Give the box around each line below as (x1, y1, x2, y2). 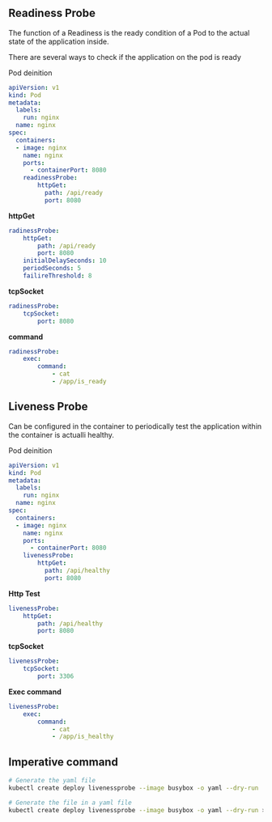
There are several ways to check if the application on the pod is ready (8, 52, 241, 61)
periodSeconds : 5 (23, 265, 82, 273)
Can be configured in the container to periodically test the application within (8, 421, 262, 431)
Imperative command (8, 755, 119, 769)
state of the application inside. (8, 36, 109, 46)
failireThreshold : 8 (23, 272, 92, 280)
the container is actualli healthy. (8, 430, 115, 439)
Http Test (8, 588, 40, 598)
